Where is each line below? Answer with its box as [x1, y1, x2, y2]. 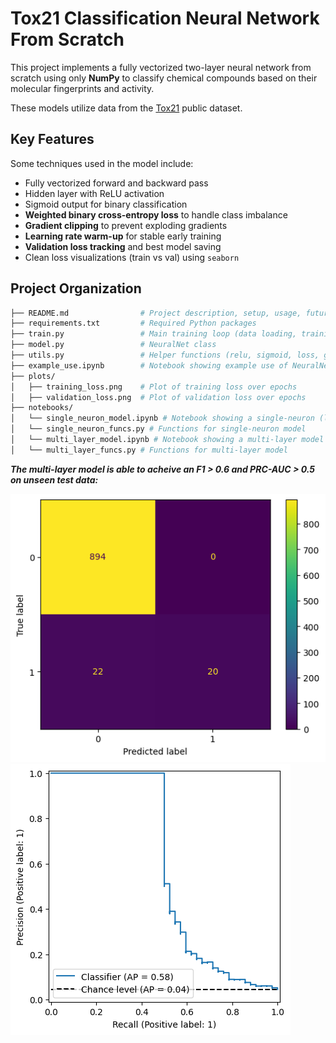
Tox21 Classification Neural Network [10, 7, 320, 30]
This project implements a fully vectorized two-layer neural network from [10, 61, 312, 73]
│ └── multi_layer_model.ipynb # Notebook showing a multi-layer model [10, 435, 325, 445]
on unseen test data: [10, 473, 99, 486]
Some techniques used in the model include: [10, 157, 194, 169]
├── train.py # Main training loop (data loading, [10, 329, 298, 339]
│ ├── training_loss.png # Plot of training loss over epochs [10, 382, 298, 392]
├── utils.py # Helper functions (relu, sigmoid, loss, [10, 350, 320, 361]
